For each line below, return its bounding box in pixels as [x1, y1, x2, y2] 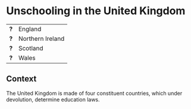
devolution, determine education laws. [6, 96, 100, 103]
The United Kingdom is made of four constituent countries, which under [6, 89, 183, 97]
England [18, 25, 42, 33]
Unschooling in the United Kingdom [6, 4, 186, 18]
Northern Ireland [18, 34, 65, 43]
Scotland [18, 44, 43, 52]
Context [6, 74, 37, 84]
